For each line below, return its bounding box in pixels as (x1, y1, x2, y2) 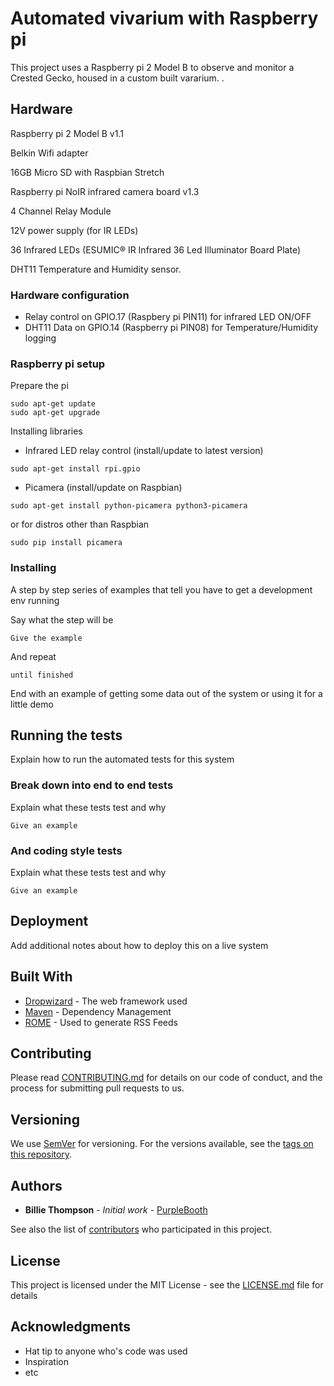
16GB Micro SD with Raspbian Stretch (10, 166, 165, 178)
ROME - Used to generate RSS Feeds (24, 1016, 178, 1028)
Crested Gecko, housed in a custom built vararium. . (10, 72, 225, 84)
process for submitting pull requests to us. (10, 1082, 185, 1094)
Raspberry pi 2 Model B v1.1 (10, 127, 124, 139)
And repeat (10, 650, 57, 662)
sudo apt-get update (10, 399, 97, 409)
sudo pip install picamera (10, 538, 123, 548)
